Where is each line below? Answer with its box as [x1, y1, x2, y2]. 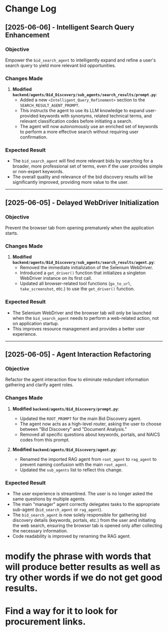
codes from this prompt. [19, 436, 70, 443]
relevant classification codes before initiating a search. [19, 118, 132, 124]
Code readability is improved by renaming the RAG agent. [12, 533, 131, 539]
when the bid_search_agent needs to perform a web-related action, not [12, 315, 159, 321]
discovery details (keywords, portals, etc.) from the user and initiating [12, 517, 156, 523]
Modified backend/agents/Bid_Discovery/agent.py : [12, 446, 117, 452]
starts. [5, 230, 18, 236]
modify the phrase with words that [5, 551, 151, 562]
